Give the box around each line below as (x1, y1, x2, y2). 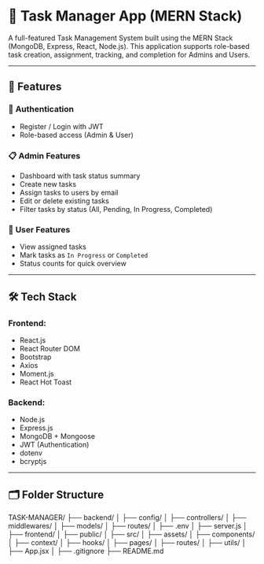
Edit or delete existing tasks (19, 196, 110, 206)
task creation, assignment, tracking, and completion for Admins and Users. (8, 50, 251, 59)
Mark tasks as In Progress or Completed (19, 250, 148, 260)
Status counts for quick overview (19, 259, 127, 269)
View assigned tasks (19, 242, 86, 251)
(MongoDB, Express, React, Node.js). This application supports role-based (8, 41, 250, 50)
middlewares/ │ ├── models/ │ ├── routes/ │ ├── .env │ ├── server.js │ (8, 521, 248, 531)
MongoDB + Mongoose (19, 432, 96, 441)
